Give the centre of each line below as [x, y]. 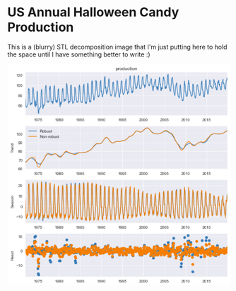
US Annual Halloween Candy [93, 12]
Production [41, 27]
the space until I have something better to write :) [79, 54]
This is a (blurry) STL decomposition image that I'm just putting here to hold [117, 47]
